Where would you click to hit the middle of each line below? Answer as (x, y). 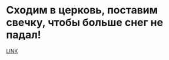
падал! (24, 35)
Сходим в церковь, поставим (82, 10)
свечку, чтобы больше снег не (85, 22)
